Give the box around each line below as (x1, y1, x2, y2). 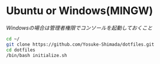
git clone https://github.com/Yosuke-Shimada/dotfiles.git (6, 41, 155, 48)
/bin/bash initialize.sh (6, 52, 67, 58)
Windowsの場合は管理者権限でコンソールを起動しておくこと (6, 24, 153, 31)
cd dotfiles (6, 47, 35, 53)
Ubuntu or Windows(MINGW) (6, 4, 154, 18)
